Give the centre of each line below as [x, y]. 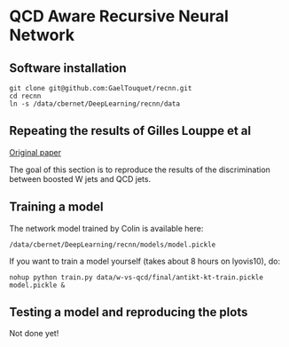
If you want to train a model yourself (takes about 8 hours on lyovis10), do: [145, 261]
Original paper [35, 152]
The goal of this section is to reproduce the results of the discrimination [140, 170]
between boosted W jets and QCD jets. [80, 178]
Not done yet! [34, 334]
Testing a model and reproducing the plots [129, 312]
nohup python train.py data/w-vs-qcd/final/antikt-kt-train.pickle [137, 277]
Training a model [56, 207]
